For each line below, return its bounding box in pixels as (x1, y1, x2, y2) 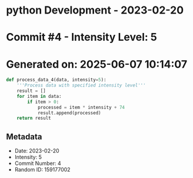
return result (16, 116, 51, 121)
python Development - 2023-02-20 (6, 4, 184, 17)
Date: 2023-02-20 (14, 147, 60, 154)
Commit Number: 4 (14, 160, 61, 167)
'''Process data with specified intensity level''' (16, 83, 146, 88)
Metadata (6, 131, 42, 141)
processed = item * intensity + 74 (37, 104, 125, 110)
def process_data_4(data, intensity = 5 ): (6, 77, 107, 83)
